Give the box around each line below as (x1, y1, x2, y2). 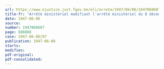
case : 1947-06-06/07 (5, 34, 47, 39)
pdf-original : (5, 52, 34, 57)
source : (5, 20, 21, 26)
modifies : (5, 48, 25, 52)
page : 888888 (5, 30, 32, 34)
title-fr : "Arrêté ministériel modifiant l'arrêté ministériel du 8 (5, 12, 147, 17)
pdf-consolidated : (5, 57, 42, 62)
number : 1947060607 (5, 25, 45, 30)
